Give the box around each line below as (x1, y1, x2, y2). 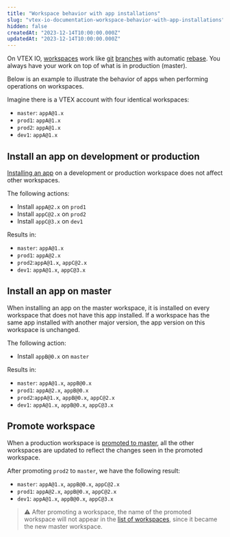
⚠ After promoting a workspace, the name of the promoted (23, 508, 192, 516)
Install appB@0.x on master (16, 352, 90, 360)
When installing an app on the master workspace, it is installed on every (7, 303, 210, 312)
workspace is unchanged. (7, 325, 80, 333)
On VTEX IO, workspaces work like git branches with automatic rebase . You (7, 54, 220, 62)
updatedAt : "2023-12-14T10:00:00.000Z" (7, 36, 121, 43)
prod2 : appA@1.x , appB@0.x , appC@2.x (16, 393, 115, 401)
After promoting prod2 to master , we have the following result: (7, 466, 180, 475)
